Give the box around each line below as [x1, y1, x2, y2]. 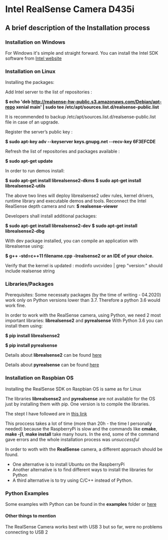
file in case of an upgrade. [5, 119, 60, 125]
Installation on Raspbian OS [5, 374, 74, 381]
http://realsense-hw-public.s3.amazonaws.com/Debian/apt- [31, 99, 162, 105]
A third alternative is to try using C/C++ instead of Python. [12, 477, 133, 483]
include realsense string [5, 268, 55, 274]
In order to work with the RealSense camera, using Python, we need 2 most [5, 312, 161, 318]
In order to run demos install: [5, 168, 65, 174]
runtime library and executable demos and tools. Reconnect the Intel [5, 198, 146, 204]
